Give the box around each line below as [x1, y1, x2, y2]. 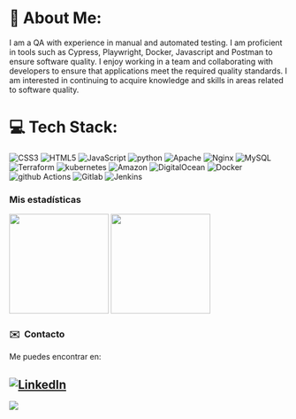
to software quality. [9, 84, 80, 95]
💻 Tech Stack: [9, 117, 118, 137]
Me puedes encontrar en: [9, 352, 102, 362]
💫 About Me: [9, 8, 102, 28]
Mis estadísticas [9, 193, 81, 206]
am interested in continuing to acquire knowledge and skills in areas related [9, 74, 285, 85]
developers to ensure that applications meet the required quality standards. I [9, 66, 288, 76]
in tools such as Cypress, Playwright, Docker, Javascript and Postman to [9, 46, 273, 57]
